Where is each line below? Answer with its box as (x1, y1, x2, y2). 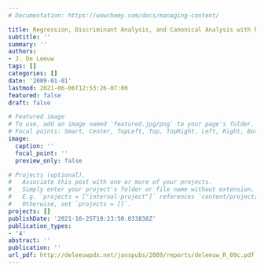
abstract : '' (8, 236, 51, 244)
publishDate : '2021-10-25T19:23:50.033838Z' (8, 214, 156, 222)
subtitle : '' (8, 33, 51, 41)
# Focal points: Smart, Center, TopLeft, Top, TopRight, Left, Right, (8, 127, 244, 136)
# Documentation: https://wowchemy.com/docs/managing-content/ (8, 11, 220, 20)
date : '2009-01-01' (8, 76, 72, 85)
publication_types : (8, 222, 72, 230)
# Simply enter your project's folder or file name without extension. (8, 185, 255, 193)
